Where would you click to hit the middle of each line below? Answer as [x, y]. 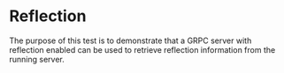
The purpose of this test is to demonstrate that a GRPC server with [130, 40]
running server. [37, 59]
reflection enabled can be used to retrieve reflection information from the [142, 49]
